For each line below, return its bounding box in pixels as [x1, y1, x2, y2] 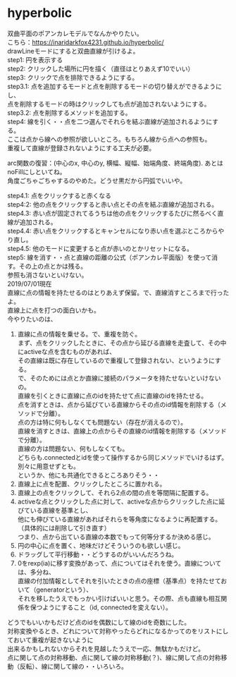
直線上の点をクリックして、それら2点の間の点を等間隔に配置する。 [17, 488, 213, 496]
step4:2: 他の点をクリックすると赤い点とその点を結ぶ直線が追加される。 [7, 200, 218, 209]
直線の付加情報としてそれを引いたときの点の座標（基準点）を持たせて [17, 576, 221, 585]
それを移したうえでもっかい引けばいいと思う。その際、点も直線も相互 [17, 594, 221, 602]
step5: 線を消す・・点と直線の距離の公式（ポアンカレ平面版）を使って [7, 252, 212, 262]
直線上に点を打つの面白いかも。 [7, 305, 100, 315]
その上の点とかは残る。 [18, 262, 87, 270]
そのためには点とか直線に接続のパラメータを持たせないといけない [30, 374, 221, 382]
